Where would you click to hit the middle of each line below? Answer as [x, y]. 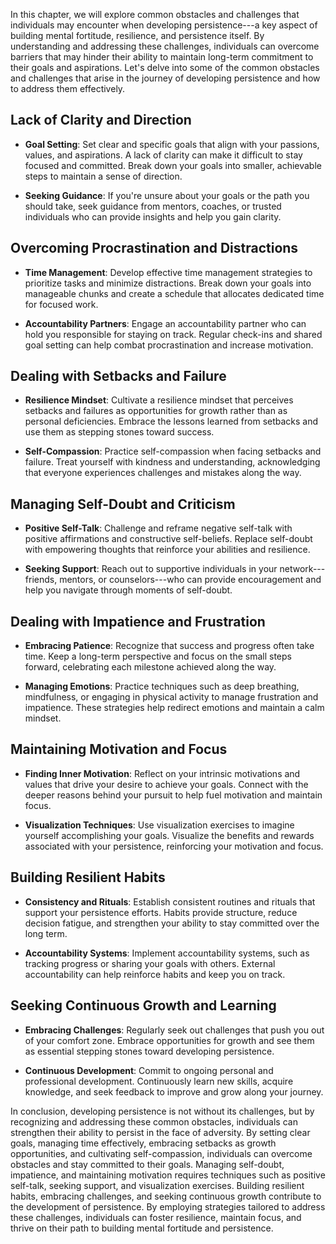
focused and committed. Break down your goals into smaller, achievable [173, 165]
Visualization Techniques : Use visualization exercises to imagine [159, 825]
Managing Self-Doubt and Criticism [123, 504]
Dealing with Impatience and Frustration [138, 621]
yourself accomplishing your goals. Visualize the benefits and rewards [169, 835]
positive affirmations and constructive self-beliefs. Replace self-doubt [168, 539]
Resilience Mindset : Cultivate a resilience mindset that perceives [159, 400]
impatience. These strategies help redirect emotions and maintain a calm [174, 708]
